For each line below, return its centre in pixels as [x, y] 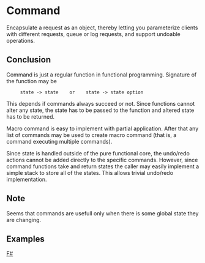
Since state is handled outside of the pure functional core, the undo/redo [98, 153]
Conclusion [29, 60]
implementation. [27, 179]
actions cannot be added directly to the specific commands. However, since [102, 160]
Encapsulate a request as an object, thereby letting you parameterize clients [102, 28]
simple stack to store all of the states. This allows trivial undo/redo [90, 172]
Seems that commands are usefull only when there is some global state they [102, 213]
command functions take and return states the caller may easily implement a [103, 166]
